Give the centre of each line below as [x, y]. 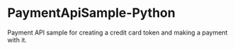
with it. [17, 39]
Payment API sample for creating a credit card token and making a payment [117, 32]
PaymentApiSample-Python [91, 13]
